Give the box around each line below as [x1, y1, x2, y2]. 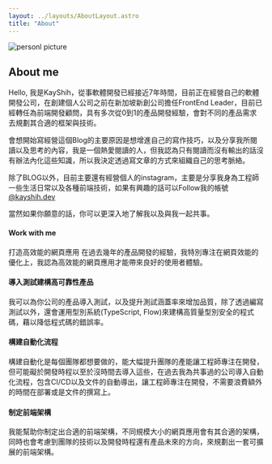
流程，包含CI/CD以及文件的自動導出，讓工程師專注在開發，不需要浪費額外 [15, 376, 263, 386]
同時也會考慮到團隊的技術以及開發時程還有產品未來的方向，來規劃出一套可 [8, 437, 257, 447]
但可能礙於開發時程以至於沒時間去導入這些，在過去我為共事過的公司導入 [8, 367, 249, 376]
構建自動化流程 [8, 337, 58, 347]
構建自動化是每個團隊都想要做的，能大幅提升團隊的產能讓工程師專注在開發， [8, 356, 264, 366]
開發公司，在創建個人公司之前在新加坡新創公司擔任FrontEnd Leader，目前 [8, 98, 256, 108]
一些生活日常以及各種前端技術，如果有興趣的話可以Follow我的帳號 [8, 183, 229, 193]
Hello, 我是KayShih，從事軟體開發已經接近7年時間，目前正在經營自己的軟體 [8, 88, 260, 97]
